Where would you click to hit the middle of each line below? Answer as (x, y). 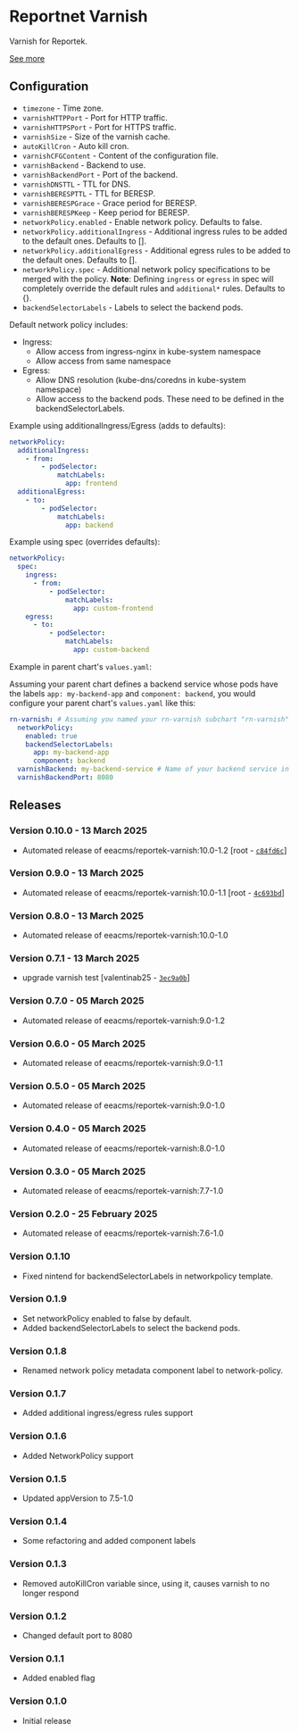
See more (27, 58)
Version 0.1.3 (38, 1564)
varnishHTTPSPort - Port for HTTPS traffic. (99, 127)
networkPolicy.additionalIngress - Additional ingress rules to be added (154, 231)
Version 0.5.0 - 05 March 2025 (78, 1086)
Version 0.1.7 (38, 1394)
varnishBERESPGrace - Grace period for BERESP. (109, 203)
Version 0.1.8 (38, 1351)
